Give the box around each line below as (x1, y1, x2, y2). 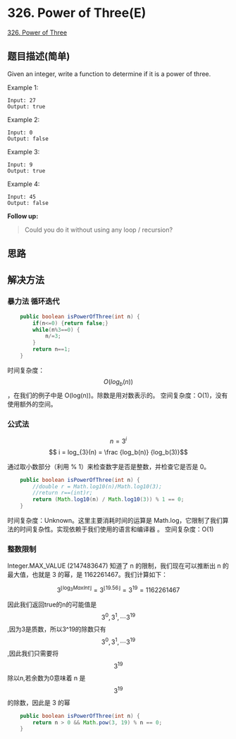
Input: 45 (7, 193, 37, 200)
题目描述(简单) (7, 51, 70, 63)
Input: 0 (7, 129, 33, 136)
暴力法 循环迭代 (7, 297, 60, 306)
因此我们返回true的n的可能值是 (7, 600, 97, 609)
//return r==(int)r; (32, 490, 93, 497)
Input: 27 (7, 97, 37, 104)
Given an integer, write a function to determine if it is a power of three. (7, 69, 211, 78)
